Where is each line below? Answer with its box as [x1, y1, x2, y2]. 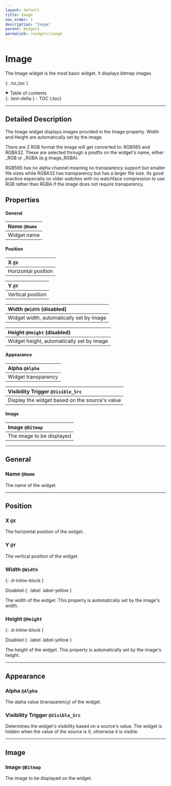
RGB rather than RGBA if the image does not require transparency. [5, 181, 144, 187]
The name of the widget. [5, 482, 57, 488]
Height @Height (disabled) [8, 329, 71, 336]
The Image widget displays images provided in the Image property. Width [5, 128, 159, 134]
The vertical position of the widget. [5, 553, 79, 559]
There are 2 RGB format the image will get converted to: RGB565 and [5, 144, 150, 150]
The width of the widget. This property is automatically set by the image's [5, 597, 160, 603]
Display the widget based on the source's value [8, 397, 121, 404]
